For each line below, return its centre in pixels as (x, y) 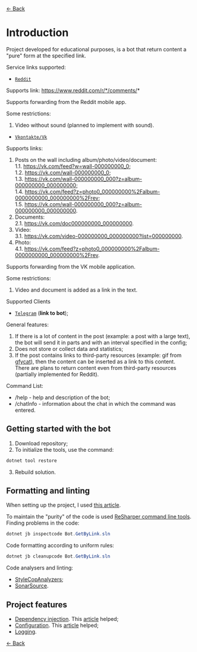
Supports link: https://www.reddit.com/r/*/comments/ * (73, 90)
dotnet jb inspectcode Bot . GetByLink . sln (58, 534)
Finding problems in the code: (43, 523)
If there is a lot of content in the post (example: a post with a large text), (102, 336)
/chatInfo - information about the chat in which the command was (95, 403)
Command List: (25, 385)
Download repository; (41, 443)
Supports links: (25, 148)
